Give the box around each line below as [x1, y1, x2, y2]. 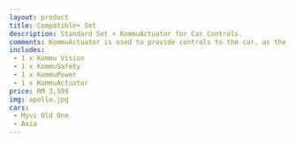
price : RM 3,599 [9, 86, 69, 95]
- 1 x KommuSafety [12, 63, 81, 71]
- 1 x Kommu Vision [12, 54, 86, 63]
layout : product [9, 12, 69, 22]
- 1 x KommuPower [12, 71, 77, 79]
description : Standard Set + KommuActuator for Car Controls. [9, 29, 243, 38]
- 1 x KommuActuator [12, 78, 89, 87]
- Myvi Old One [12, 111, 69, 120]
